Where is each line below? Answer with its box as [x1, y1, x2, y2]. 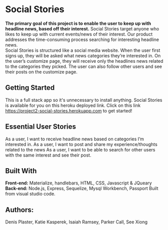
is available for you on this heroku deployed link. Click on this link [5, 102, 141, 108]
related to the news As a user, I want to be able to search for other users [5, 146, 155, 152]
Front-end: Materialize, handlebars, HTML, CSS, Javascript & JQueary [5, 180, 152, 186]
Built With [5, 166, 37, 175]
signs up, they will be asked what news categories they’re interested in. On [5, 52, 161, 59]
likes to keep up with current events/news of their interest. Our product [5, 31, 153, 37]
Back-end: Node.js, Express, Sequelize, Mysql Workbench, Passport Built [5, 185, 158, 191]
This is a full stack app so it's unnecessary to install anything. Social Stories [5, 97, 162, 103]
